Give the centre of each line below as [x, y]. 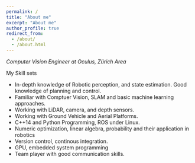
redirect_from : [25, 34]
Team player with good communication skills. [70, 154]
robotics [25, 135]
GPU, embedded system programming [61, 147]
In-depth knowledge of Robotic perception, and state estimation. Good [101, 84]
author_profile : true [33, 28]
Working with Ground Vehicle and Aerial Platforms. [76, 116]
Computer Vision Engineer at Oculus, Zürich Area [66, 61]
